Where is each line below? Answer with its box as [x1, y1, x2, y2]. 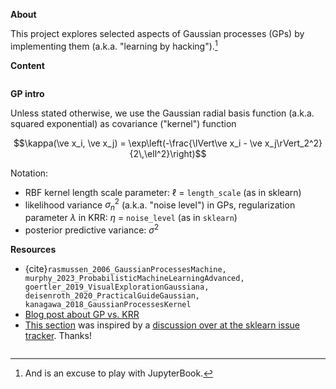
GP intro [10, 87, 45, 99]
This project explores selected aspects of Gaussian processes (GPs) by [10, 28, 305, 39]
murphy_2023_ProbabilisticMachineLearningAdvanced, [24, 273, 245, 283]
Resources [10, 243, 57, 255]
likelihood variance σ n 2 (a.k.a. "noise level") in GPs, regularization [24, 197, 296, 213]
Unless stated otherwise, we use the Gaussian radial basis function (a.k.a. [10, 107, 315, 119]
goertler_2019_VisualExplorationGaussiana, [24, 282, 210, 292]
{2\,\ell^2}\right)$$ [129, 147, 207, 159]
